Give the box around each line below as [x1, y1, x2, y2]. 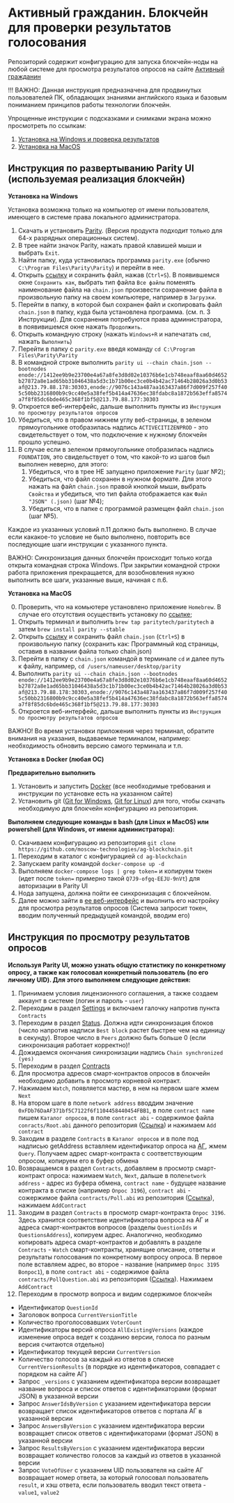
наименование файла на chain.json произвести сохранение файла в [17, 285, 222, 294]
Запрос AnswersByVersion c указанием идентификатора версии [17, 1422, 205, 1430]
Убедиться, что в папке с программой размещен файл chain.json [28, 504, 225, 512]
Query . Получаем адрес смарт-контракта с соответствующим [17, 1149, 203, 1157]
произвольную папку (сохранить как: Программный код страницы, [17, 639, 219, 648]
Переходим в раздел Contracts [17, 1062, 111, 1070]
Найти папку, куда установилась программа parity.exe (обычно [17, 255, 210, 264]
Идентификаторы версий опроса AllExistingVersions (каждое [17, 1325, 204, 1334]
